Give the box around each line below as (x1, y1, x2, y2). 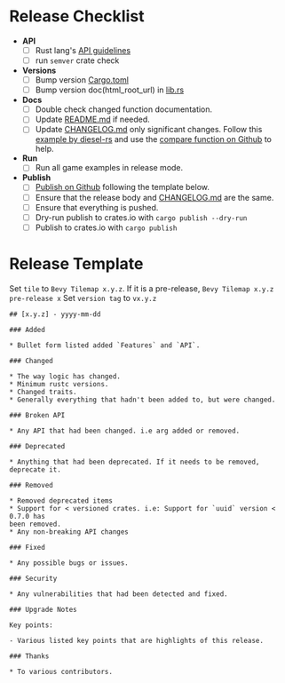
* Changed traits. (9, 387, 77, 396)
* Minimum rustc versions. (9, 379, 109, 388)
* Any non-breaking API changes (9, 527, 129, 536)
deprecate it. (9, 465, 62, 474)
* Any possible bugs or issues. (9, 558, 129, 568)
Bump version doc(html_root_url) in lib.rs (35, 84, 185, 95)
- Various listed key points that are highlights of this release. (9, 636, 265, 645)
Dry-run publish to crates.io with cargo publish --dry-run (35, 211, 248, 223)
